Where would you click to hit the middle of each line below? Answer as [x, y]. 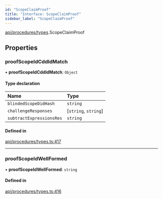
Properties [21, 47]
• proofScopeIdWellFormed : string [41, 169]
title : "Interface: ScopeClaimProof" [43, 14]
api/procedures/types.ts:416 [33, 191]
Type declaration [23, 83]
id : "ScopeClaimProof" [28, 9]
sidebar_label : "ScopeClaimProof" [40, 18]
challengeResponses [30, 111]
